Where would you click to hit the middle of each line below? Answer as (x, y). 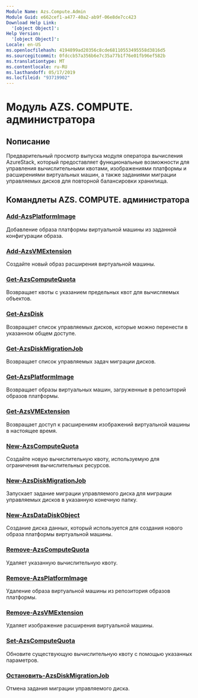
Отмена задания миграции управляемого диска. (68, 688)
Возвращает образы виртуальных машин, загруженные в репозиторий (96, 390)
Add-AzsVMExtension (39, 251)
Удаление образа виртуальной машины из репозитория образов (88, 591)
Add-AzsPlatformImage (41, 216)
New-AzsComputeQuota (42, 446)
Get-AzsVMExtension (38, 412)
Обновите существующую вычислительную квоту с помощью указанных (99, 654)
